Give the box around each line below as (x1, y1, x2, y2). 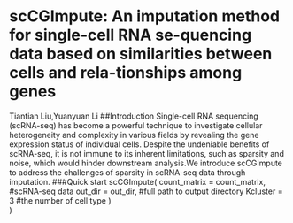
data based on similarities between (9, 44, 273, 64)
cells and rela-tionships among (9, 63, 243, 83)
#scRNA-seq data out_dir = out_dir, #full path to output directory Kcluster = (9, 186, 283, 196)
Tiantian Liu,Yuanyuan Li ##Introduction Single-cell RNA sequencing (9, 111, 258, 121)
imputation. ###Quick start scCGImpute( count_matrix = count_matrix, (9, 176, 266, 187)
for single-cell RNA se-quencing (9, 25, 252, 45)
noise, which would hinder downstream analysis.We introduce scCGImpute (9, 158, 283, 168)
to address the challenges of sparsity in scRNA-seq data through (9, 166, 246, 178)
